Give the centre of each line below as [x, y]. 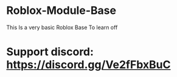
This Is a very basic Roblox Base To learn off [62, 27]
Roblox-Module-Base [61, 11]
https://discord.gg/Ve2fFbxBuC [88, 65]
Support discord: [50, 52]
